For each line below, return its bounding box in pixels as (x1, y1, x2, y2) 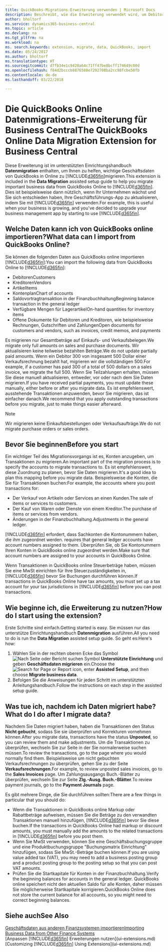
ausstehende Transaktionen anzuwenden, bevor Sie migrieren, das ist (5, 390, 149, 396)
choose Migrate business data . (12, 672, 78, 678)
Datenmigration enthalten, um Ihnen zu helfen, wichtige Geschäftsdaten (5, 167, 154, 173)
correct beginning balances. (12, 897, 71, 903)
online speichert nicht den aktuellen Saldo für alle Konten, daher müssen (12, 881, 162, 887)
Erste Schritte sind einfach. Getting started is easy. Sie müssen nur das (5, 625, 150, 631)
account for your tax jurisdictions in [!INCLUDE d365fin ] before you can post (5, 584, 161, 590)
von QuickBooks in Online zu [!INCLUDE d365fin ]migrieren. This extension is (5, 173, 161, 179)
